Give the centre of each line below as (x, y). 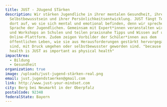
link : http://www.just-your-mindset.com (48, 83)
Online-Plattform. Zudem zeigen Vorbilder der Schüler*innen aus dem (83, 37)
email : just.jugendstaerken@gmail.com (45, 78)
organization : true (25, 70)
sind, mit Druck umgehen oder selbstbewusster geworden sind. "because (85, 46)
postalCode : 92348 (24, 92)
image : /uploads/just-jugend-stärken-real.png (54, 74)
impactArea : (17, 55)
